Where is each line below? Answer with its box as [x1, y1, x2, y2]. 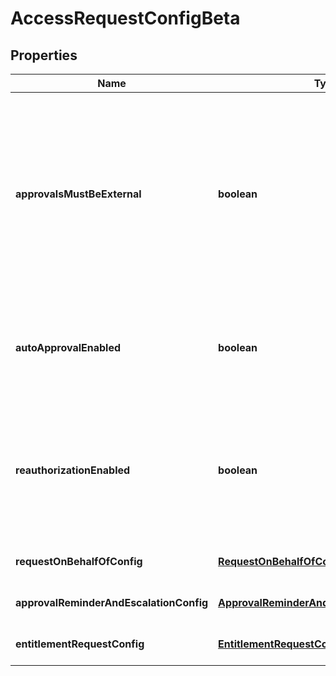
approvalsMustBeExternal [15, 187, 142, 201]
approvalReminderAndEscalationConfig [15, 596, 209, 609]
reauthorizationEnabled [15, 463, 131, 477]
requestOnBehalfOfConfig [15, 555, 143, 568]
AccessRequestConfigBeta [10, 7, 241, 30]
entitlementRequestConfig [15, 637, 145, 651]
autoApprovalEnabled [15, 341, 122, 354]
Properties [10, 47, 78, 64]
